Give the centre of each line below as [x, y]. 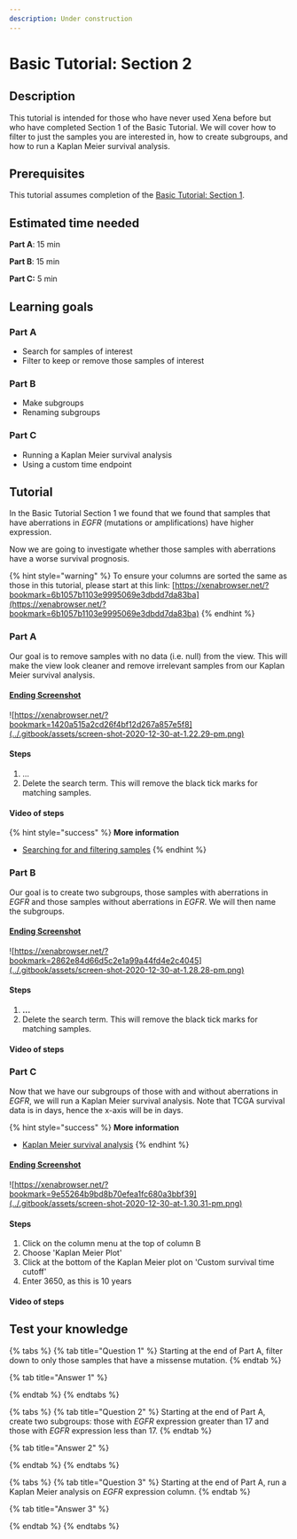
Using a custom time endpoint [77, 464]
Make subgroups [53, 403]
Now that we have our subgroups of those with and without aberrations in [144, 1091]
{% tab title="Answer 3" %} [59, 1509]
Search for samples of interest [77, 351]
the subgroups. [37, 911]
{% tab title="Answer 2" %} [59, 1448]
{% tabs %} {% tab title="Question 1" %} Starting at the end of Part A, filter [146, 1351]
